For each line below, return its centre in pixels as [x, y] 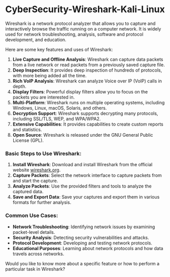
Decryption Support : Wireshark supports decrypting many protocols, [85, 113]
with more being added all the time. [49, 75]
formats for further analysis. [42, 202]
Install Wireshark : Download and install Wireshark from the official [82, 165]
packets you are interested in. [44, 97]
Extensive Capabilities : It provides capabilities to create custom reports [88, 124]
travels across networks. [38, 254]
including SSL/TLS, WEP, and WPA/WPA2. [57, 118]
